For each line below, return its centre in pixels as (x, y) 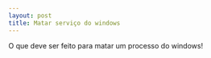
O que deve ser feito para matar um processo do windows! (106, 45)
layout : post (30, 15)
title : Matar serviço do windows (64, 23)
